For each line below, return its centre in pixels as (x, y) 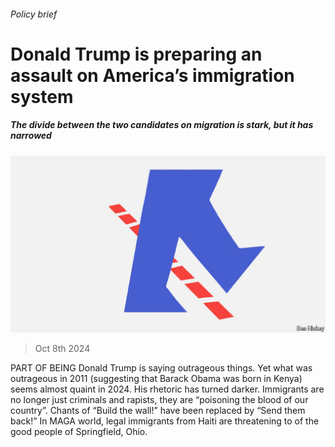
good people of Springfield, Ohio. (79, 432)
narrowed (31, 136)
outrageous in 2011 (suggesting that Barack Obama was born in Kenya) (156, 379)
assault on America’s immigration (152, 75)
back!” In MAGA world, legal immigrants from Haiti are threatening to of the (165, 421)
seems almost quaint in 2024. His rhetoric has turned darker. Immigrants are (167, 389)
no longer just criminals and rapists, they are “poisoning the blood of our (159, 400)
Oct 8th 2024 (62, 349)
